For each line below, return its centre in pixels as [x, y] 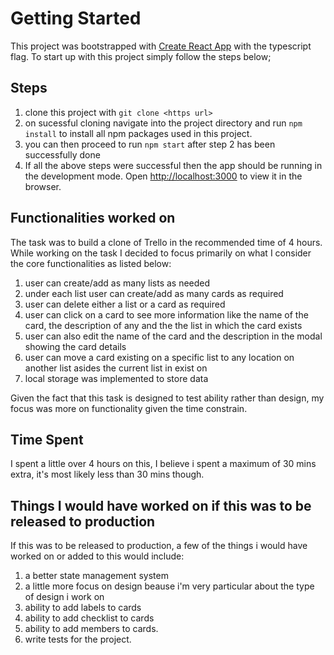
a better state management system [96, 576]
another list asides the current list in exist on [116, 368]
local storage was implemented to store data [116, 378]
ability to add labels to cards [83, 608]
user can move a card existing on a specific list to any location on [159, 357]
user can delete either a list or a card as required [125, 304]
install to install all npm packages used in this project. [138, 133]
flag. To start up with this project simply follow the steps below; [141, 56]
